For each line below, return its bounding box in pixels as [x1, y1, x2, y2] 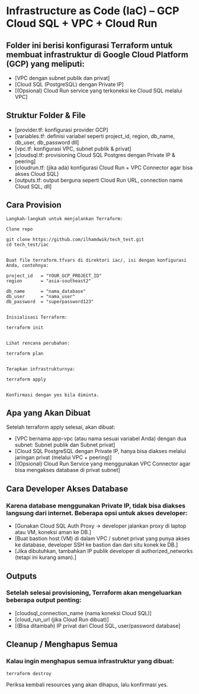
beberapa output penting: [6, 596, 82, 605]
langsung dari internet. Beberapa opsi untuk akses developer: [6, 509, 188, 517]
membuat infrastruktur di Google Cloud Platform [6, 49, 188, 60]
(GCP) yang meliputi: [6, 59, 85, 69]
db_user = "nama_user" [6, 293, 76, 300]
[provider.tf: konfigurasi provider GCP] [14, 126, 108, 133]
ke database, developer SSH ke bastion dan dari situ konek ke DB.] [14, 541, 178, 548]
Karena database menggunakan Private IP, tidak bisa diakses [6, 502, 185, 510]
